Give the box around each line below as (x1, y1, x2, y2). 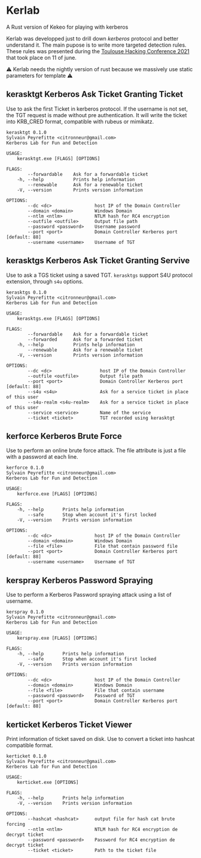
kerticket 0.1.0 (6, 753, 47, 759)
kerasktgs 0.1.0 (6, 289, 47, 295)
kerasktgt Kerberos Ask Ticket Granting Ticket (6, 89, 184, 99)
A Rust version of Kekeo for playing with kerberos (6, 23, 129, 30)
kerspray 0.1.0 (6, 609, 44, 615)
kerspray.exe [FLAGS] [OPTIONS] (17, 635, 98, 642)
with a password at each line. (6, 453, 78, 460)
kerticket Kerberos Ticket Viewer (6, 719, 133, 729)
